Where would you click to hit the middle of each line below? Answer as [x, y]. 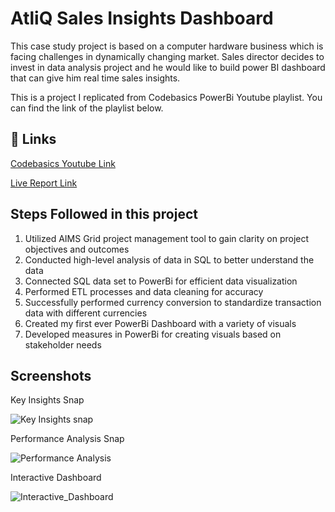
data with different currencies [86, 313]
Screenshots [51, 375]
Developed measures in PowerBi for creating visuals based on [153, 334]
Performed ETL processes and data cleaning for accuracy [144, 291]
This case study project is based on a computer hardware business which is [167, 46]
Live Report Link [44, 183]
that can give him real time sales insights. [95, 78]
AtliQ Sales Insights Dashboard [142, 18]
